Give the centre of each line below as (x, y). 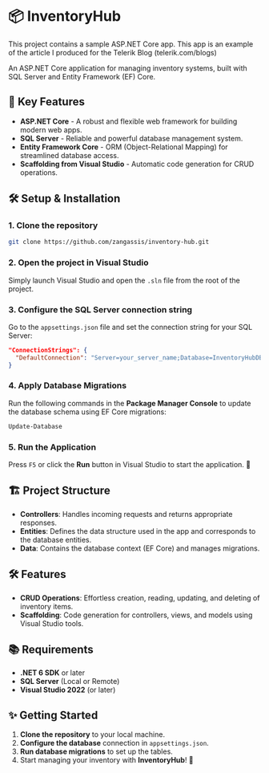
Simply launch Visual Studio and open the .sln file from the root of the (124, 280)
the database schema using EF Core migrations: (87, 412)
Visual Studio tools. (52, 623)
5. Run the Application (52, 447)
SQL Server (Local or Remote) (70, 681)
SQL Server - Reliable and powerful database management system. (131, 138)
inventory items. (46, 606)
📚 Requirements (51, 650)
